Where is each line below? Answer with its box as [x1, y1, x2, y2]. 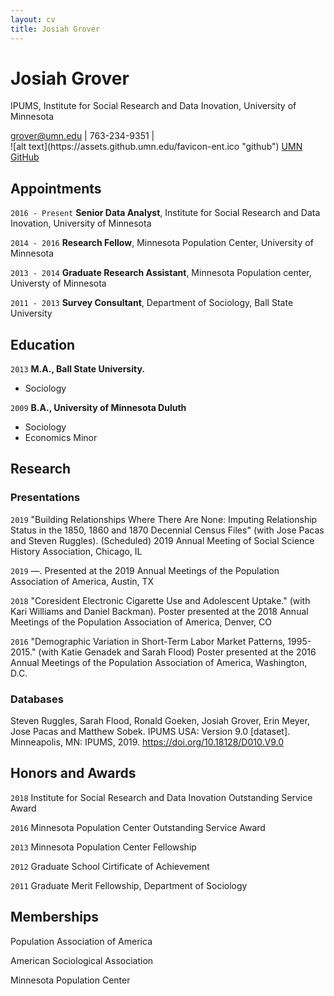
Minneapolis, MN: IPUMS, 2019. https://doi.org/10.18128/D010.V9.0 [10, 736, 284, 748]
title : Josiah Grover [10, 24, 101, 34]
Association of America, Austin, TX [10, 575, 155, 587]
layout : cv [10, 14, 56, 25]
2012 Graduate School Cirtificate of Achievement [10, 860, 210, 872]
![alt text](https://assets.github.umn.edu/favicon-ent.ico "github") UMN [10, 141, 303, 153]
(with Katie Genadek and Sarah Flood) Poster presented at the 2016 [38, 646, 317, 658]
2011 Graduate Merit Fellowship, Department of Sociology [10, 879, 248, 891]
